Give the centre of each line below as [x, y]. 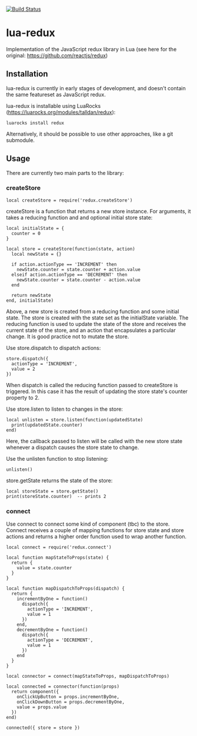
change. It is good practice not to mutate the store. [68, 336]
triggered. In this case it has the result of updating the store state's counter [97, 391]
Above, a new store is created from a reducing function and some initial [93, 311]
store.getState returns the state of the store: [59, 480]
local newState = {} [36, 254]
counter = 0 [26, 233]
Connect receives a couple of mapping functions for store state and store [95, 530]
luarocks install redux [35, 123]
